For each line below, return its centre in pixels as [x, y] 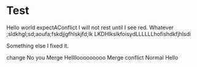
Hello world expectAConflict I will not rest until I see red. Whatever [90, 27]
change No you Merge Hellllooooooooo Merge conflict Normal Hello [92, 57]
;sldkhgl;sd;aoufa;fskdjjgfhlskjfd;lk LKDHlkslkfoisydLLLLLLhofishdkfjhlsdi [99, 33]
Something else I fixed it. [38, 46]
